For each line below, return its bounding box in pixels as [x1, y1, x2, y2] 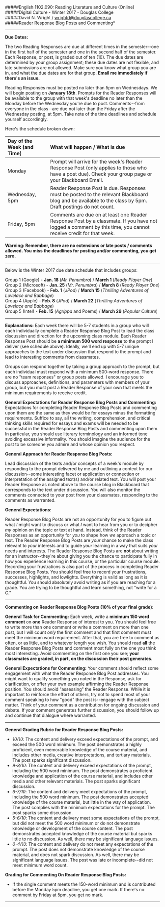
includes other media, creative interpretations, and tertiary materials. [12, 752, 151, 758]
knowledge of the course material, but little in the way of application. [12, 799, 151, 805]
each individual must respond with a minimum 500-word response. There [5, 369, 154, 374]
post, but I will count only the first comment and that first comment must [5, 629, 151, 635]
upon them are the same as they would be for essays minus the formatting [5, 410, 156, 415]
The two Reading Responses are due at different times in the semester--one [5, 44, 159, 49]
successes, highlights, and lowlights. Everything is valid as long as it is [5, 574, 148, 580]
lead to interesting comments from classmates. [5, 354, 100, 360]
